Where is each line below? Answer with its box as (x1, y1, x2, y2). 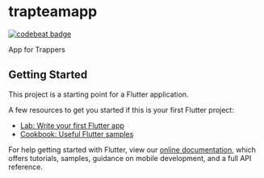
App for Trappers (8, 44, 66, 54)
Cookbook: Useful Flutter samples (19, 129, 134, 139)
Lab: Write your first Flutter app (19, 120, 125, 130)
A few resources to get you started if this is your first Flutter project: (8, 105, 234, 114)
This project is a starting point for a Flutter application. (8, 89, 189, 99)
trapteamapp (8, 2, 98, 21)
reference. (8, 162, 43, 172)
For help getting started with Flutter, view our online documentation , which (8, 144, 257, 155)
